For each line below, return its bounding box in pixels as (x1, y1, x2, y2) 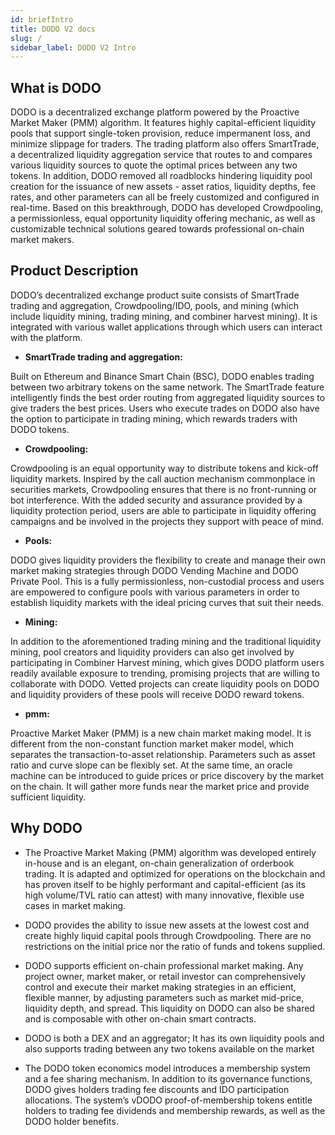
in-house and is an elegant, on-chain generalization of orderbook (24, 857, 295, 869)
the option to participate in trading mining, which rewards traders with (10, 412, 298, 425)
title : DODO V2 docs (10, 24, 97, 34)
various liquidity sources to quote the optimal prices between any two (10, 159, 298, 171)
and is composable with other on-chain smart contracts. (24, 1012, 257, 1025)
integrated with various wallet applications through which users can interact (10, 321, 323, 333)
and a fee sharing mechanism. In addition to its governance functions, (24, 1072, 313, 1085)
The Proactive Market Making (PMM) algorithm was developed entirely (24, 846, 317, 858)
